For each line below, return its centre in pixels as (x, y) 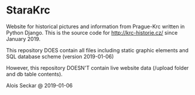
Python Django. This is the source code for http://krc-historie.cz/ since (92, 32)
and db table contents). (34, 74)
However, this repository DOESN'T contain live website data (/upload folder (97, 67)
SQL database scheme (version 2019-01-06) (60, 56)
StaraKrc (28, 10)
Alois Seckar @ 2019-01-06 (39, 85)
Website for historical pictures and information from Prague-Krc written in (95, 26)
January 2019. (23, 39)
